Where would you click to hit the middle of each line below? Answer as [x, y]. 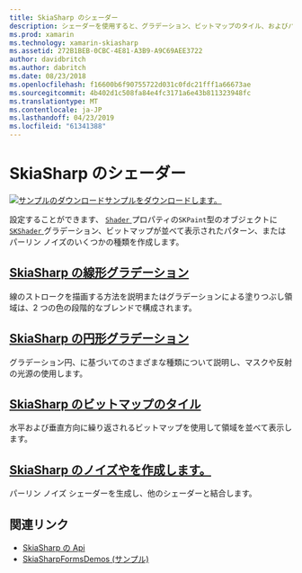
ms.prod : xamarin [42, 34]
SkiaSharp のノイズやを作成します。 [111, 470]
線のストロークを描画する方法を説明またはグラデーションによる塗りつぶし [147, 296]
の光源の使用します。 [49, 373]
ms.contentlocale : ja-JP [56, 110]
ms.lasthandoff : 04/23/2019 [62, 118]
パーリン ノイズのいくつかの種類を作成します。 [97, 242]
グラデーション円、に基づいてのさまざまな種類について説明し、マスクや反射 [151, 362]
